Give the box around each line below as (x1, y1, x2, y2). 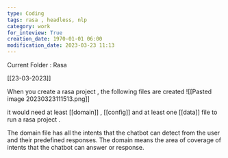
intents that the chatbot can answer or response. (7, 144, 145, 151)
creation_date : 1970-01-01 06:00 (7, 36, 103, 43)
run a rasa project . (7, 115, 60, 124)
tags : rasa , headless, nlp (7, 16, 88, 23)
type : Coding (7, 10, 45, 17)
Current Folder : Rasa (7, 61, 67, 69)
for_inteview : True (7, 29, 63, 36)
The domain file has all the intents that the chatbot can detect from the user (7, 128, 220, 137)
